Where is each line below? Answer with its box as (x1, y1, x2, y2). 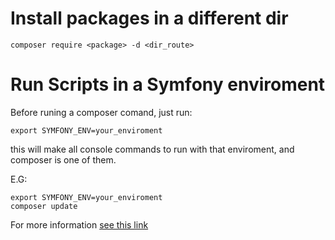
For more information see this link (10, 218, 149, 231)
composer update (10, 201, 78, 211)
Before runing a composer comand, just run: (10, 106, 193, 118)
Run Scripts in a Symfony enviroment (10, 73, 326, 96)
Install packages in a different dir (10, 7, 289, 30)
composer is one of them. (10, 153, 117, 166)
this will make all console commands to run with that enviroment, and (10, 143, 295, 155)
